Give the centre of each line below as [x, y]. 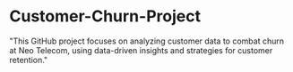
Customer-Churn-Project [105, 16]
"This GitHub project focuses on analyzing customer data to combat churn [147, 41]
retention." [29, 60]
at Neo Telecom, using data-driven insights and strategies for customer [141, 50]
